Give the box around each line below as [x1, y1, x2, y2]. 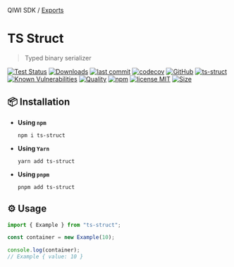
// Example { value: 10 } [7, 253, 83, 261]
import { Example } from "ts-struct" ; [7, 221, 121, 228]
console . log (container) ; [7, 247, 80, 254]
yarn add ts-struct [17, 157, 75, 164]
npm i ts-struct [17, 131, 66, 139]
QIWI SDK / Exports [7, 6, 64, 14]
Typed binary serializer [24, 53, 92, 62]
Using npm [17, 118, 47, 126]
